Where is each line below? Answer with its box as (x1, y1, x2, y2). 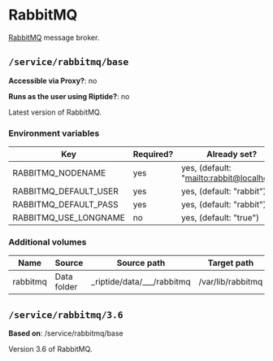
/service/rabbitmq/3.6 (8, 309, 123, 320)
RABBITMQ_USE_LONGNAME (12, 212, 126, 224)
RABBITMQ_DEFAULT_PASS (12, 199, 119, 211)
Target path (207, 258, 254, 269)
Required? (132, 149, 174, 160)
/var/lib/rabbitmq (198, 276, 263, 288)
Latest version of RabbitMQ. (8, 107, 102, 117)
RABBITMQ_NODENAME (12, 167, 106, 179)
